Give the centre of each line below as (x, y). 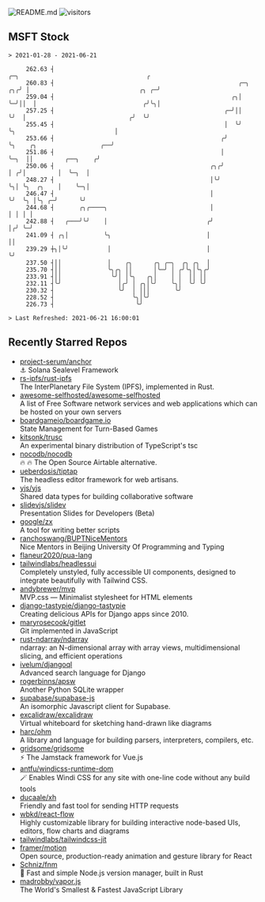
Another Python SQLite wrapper (72, 689)
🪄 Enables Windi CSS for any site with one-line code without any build (135, 777)
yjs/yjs (30, 488)
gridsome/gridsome (52, 748)
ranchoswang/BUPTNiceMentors (74, 538)
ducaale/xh (38, 797)
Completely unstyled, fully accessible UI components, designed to (127, 572)
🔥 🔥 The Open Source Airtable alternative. (88, 462)
